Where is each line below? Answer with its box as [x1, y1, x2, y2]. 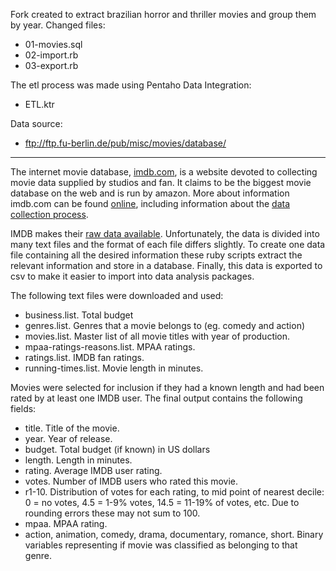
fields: [10, 403, 37, 414]
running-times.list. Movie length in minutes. [24, 362, 204, 374]
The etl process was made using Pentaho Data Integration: [10, 79, 252, 91]
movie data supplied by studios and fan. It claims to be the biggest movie [10, 177, 312, 188]
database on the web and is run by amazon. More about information [10, 187, 290, 199]
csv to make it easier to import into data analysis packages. [10, 270, 255, 282]
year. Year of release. [24, 433, 113, 444]
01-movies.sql [24, 39, 83, 50]
